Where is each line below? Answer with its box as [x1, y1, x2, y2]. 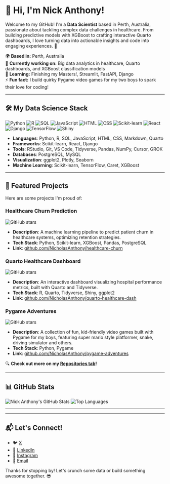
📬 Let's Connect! [5, 423, 63, 432]
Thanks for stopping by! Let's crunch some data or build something [5, 468, 146, 474]
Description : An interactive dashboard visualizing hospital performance [12, 279, 162, 285]
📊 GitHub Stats [5, 382, 55, 391]
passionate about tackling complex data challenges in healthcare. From [5, 26, 154, 32]
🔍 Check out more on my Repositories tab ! [5, 360, 97, 367]
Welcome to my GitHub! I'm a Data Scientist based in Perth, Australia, [5, 21, 151, 27]
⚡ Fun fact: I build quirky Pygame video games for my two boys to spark [5, 76, 156, 83]
